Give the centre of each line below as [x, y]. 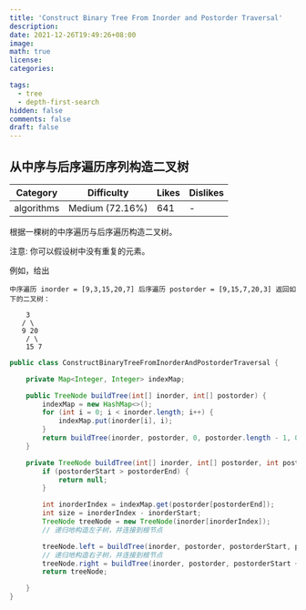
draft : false [34, 127]
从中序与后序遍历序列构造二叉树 [99, 166]
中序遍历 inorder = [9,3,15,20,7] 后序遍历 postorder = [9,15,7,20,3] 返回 [149, 289]
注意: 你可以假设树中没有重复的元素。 [80, 250]
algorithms [37, 208]
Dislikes [207, 192]
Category [37, 192]
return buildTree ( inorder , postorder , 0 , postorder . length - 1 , [167, 438]
